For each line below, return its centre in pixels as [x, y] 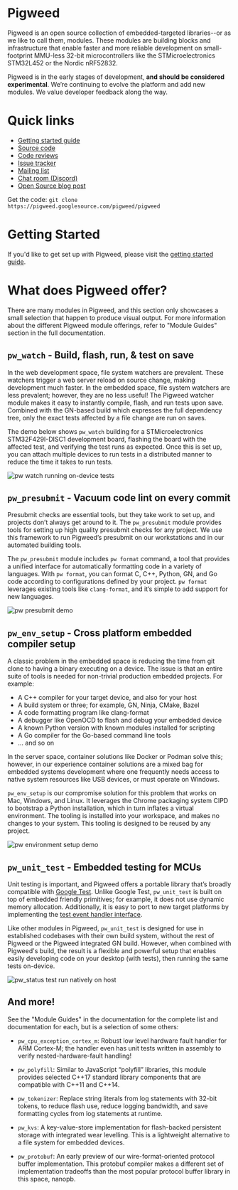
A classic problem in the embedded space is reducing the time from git [111, 661]
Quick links [41, 121]
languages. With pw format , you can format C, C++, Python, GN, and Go [113, 574]
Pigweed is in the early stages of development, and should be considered [116, 77]
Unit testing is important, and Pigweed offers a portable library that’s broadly [119, 884]
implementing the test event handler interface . [75, 914]
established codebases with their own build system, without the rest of [111, 936]
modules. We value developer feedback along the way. [88, 92]
